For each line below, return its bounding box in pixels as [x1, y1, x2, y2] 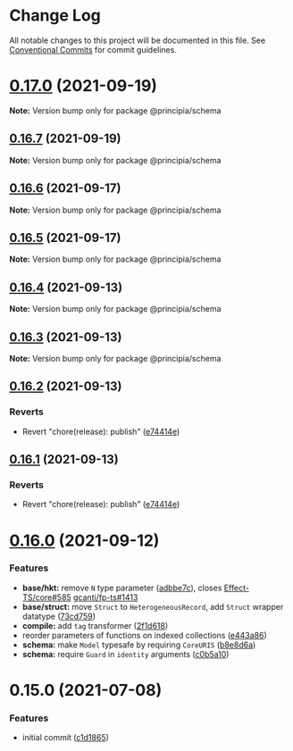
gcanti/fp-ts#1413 [72, 591, 138, 603]
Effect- [223, 582, 250, 593]
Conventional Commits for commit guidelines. [9, 44, 177, 54]
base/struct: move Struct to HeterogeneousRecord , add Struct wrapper [21, 601, 284, 612]
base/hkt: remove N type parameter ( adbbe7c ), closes [21, 582, 222, 593]
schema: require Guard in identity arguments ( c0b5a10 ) [21, 648, 230, 659]
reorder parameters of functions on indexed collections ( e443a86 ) [21, 630, 268, 640]
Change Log [9, 5, 101, 26]
